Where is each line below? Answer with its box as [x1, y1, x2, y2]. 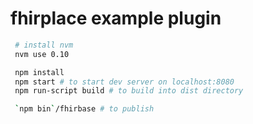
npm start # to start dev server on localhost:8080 [14, 77, 235, 87]
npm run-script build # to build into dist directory [14, 86, 244, 96]
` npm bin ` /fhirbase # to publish [14, 104, 155, 114]
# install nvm [14, 40, 74, 50]
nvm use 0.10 [14, 49, 70, 59]
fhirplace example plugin [10, 7, 222, 30]
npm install [14, 67, 65, 77]
